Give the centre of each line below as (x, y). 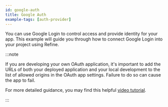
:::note (12, 54)
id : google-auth (22, 10)
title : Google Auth (26, 15)
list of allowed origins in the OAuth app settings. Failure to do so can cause (83, 75)
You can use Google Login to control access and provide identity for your (81, 34)
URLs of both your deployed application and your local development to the (83, 69)
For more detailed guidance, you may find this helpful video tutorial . (76, 90)
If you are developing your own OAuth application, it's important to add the (83, 64)
